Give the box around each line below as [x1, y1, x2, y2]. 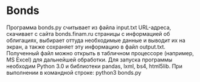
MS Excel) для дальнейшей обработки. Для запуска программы [6, 56, 173, 63]
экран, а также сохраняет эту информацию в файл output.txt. [6, 43, 166, 50]
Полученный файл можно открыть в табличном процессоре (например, [6, 49, 195, 56]
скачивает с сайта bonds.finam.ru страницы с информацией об [6, 30, 170, 37]
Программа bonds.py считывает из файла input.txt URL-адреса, [6, 24, 171, 31]
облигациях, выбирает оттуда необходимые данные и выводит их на [6, 36, 185, 44]
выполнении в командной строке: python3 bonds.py [6, 69, 142, 76]
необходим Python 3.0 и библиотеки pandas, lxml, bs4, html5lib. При [6, 62, 182, 70]
